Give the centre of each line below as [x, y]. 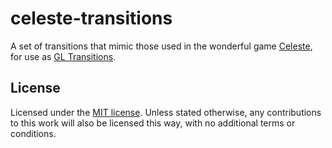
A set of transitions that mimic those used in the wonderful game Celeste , [161, 46]
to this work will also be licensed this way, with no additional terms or [153, 123]
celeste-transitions [91, 18]
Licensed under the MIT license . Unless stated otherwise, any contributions [166, 112]
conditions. [33, 133]
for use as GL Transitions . [63, 56]
